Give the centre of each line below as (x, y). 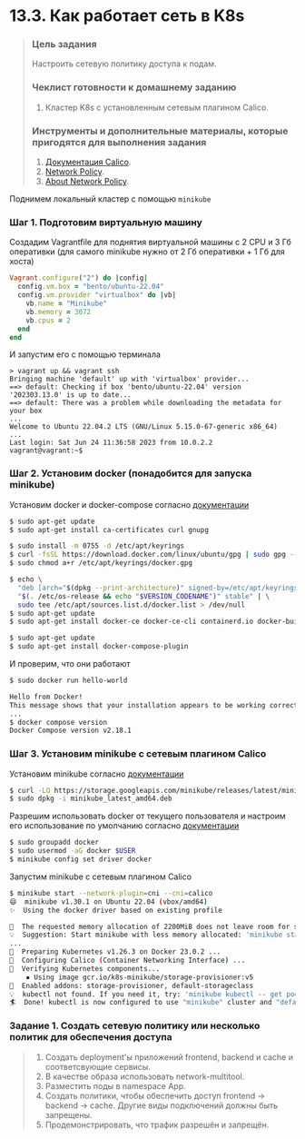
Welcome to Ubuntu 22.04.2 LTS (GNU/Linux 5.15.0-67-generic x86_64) (144, 427)
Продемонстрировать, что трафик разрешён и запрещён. (157, 1124)
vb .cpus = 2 (48, 320)
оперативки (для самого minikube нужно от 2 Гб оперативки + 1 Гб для (148, 252)
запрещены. (69, 1114)
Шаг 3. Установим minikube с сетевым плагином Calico (138, 754)
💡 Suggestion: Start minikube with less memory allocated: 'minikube (146, 935)
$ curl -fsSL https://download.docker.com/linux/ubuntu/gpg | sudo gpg (148, 555)
